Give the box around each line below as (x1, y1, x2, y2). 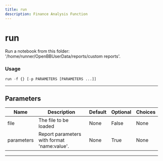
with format (38, 137, 65, 144)
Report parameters (38, 131, 81, 138)
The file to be (38, 117, 69, 124)
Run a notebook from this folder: (5, 48, 70, 54)
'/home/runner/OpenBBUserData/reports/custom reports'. (5, 54, 121, 59)
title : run (5, 7, 27, 12)
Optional (111, 109, 132, 116)
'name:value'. (38, 143, 69, 150)
